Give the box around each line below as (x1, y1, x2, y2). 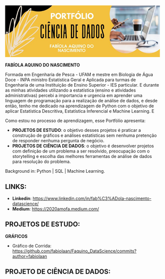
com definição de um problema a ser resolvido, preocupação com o (12, 148, 150, 154)
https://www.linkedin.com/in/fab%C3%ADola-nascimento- (32, 195, 152, 202)
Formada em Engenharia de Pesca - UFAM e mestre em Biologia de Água (5, 72, 153, 78)
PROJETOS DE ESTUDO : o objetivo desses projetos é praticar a (12, 127, 141, 133)
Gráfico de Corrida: (12, 243, 52, 248)
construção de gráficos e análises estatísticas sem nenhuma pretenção (12, 132, 157, 138)
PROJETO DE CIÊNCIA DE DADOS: (5, 268, 111, 276)
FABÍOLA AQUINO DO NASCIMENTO (5, 62, 80, 68)
